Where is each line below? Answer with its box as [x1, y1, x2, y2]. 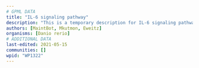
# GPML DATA [6, 8, 36, 15]
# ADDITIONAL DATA [6, 36, 52, 42]
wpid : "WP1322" [6, 53, 44, 59]
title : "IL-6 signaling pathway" [6, 14, 89, 20]
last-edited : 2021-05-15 [6, 42, 68, 48]
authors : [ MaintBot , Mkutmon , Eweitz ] [6, 25, 102, 31]
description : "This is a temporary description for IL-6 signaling [6, 20, 176, 25]
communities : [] [6, 47, 46, 53]
